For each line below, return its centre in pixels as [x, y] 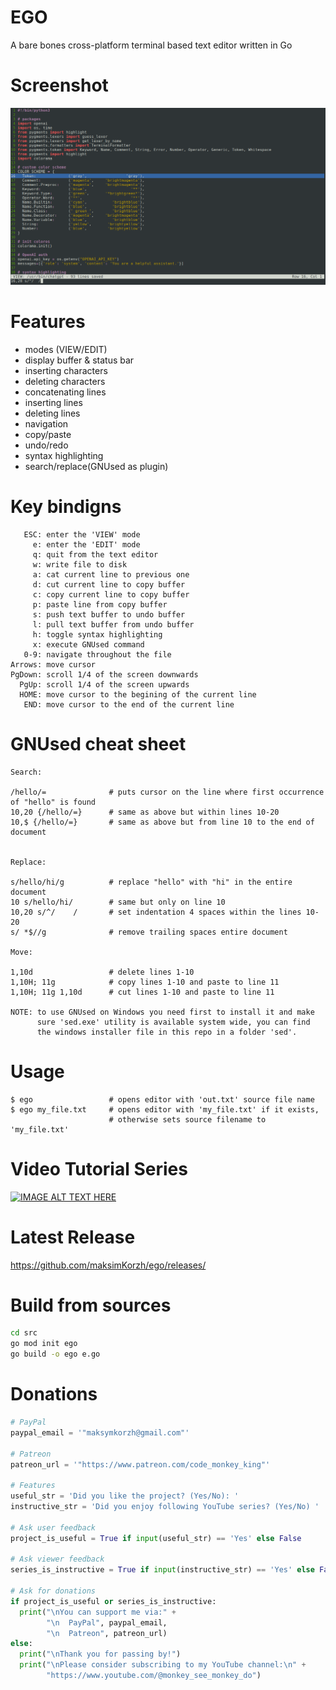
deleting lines [52, 413]
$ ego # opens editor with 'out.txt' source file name [162, 1099]
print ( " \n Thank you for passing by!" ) [100, 1654]
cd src [24, 1333]
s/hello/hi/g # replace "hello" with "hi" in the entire [151, 882]
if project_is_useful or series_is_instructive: [113, 1601]
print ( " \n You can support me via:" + [98, 1612]
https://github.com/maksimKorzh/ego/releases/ [108, 1265]
